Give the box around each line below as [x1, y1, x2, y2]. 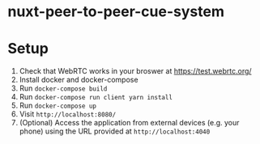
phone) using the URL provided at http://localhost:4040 [19, 126, 211, 136]
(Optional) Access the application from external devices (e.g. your [19, 118, 240, 128]
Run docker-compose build [19, 83, 108, 93]
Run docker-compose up [19, 100, 96, 111]
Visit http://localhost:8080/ [19, 109, 117, 119]
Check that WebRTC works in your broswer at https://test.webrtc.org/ [19, 66, 252, 76]
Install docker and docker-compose [19, 75, 139, 85]
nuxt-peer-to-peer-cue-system [7, 2, 224, 21]
